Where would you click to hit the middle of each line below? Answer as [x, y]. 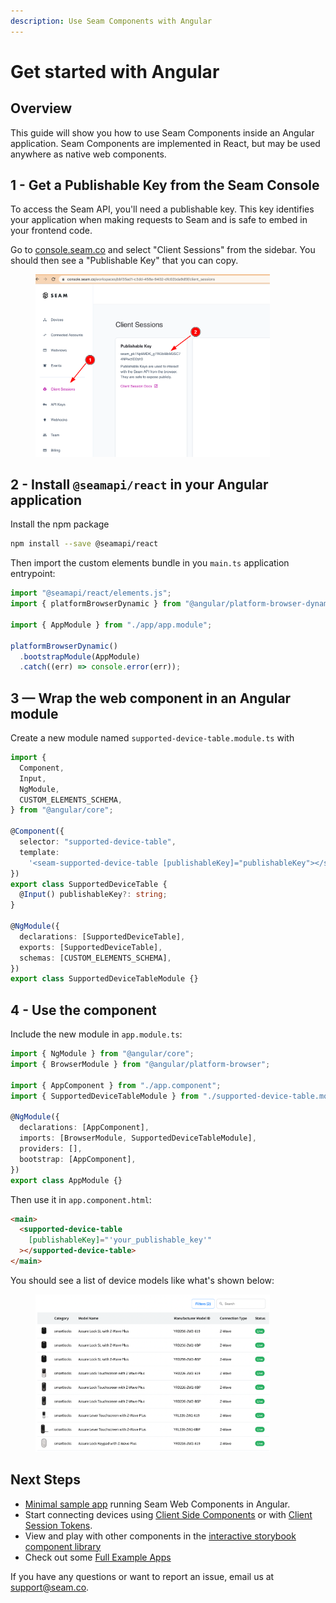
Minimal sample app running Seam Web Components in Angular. [157, 1504]
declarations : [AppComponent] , [84, 1128]
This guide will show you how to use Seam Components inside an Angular [162, 132]
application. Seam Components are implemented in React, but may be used [165, 143]
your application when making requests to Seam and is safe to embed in [159, 220]
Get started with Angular [115, 71]
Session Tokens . [58, 1525]
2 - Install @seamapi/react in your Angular [139, 484]
